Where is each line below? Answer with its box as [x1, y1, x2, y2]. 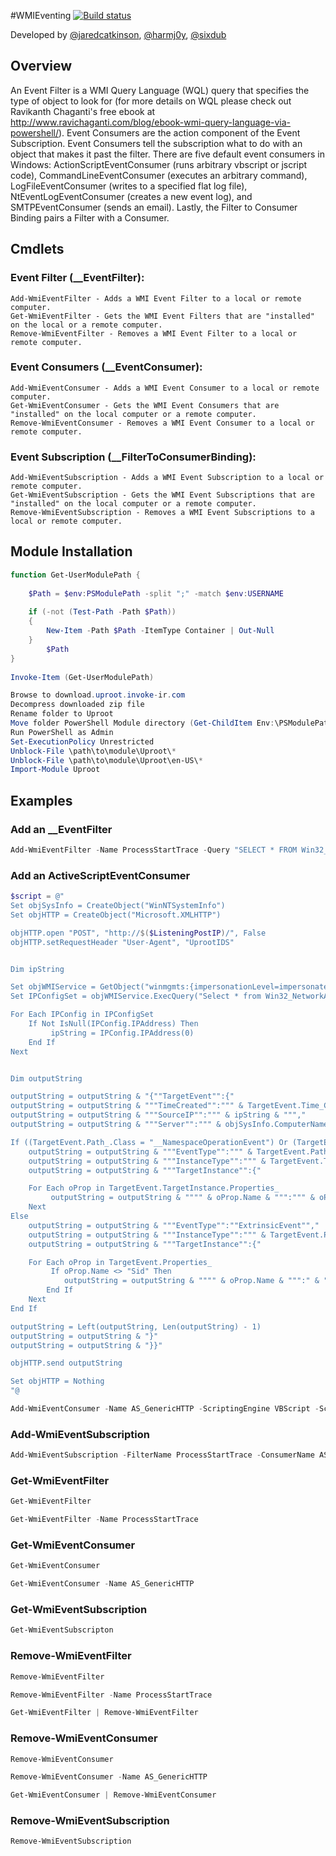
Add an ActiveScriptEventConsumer [10, 868, 191, 882]
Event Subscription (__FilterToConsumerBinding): [10, 450, 257, 464]
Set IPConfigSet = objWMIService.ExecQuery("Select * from [10, 991, 262, 1002]
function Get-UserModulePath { [10, 570, 141, 580]
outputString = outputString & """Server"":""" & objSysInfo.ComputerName [10, 1120, 329, 1130]
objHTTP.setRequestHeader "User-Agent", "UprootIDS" [10, 937, 235, 947]
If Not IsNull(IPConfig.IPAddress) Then [28, 1019, 199, 1029]
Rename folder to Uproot [10, 709, 114, 719]
